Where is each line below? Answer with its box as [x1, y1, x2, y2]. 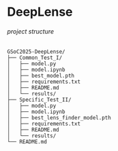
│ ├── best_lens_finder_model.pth [7, 115, 111, 121]
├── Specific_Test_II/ [7, 97, 72, 104]
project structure [7, 27, 55, 35]
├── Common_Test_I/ [7, 54, 63, 62]
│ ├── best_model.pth [7, 73, 75, 80]
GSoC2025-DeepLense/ [7, 49, 66, 56]
